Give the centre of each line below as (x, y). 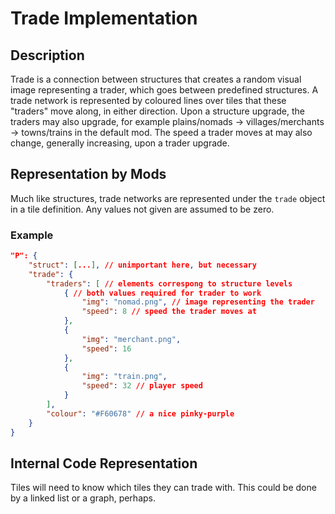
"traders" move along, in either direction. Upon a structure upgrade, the (157, 111)
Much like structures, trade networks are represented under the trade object (168, 198)
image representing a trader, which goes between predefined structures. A (164, 90)
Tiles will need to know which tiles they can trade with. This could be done (163, 488)
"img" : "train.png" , (124, 377)
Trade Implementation (104, 18)
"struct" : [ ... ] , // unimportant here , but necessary (142, 265)
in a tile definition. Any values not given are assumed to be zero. (142, 209)
